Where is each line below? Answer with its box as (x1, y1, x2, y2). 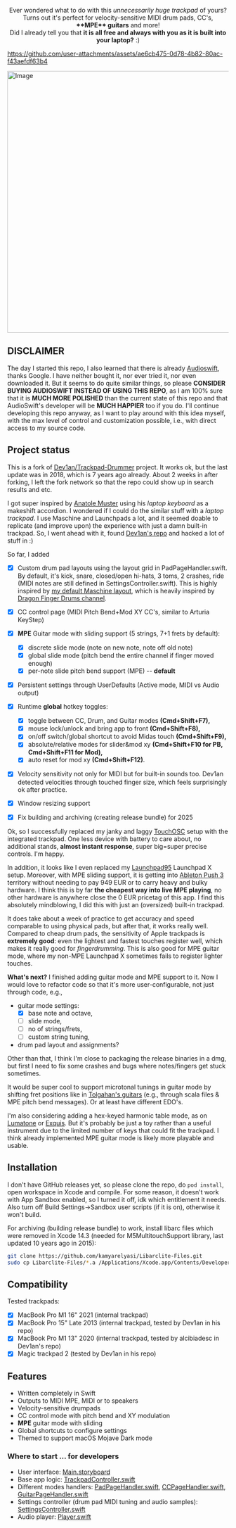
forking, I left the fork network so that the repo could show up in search (7, 478, 214, 486)
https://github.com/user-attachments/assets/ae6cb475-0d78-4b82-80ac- (7, 49, 223, 58)
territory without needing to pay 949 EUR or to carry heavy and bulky (7, 878, 208, 886)
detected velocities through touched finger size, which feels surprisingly (17, 778, 227, 786)
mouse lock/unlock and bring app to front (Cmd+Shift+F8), (27, 724, 201, 733)
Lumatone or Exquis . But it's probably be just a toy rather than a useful (7, 1118, 211, 1127)
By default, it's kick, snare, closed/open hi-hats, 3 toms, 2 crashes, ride (17, 572, 225, 580)
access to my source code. (7, 424, 86, 432)
